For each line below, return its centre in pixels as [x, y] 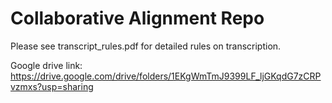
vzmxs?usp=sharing [52, 86]
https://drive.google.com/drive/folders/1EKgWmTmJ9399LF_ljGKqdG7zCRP [166, 76]
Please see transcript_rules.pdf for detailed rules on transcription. [146, 46]
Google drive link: [46, 65]
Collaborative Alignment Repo [137, 18]
